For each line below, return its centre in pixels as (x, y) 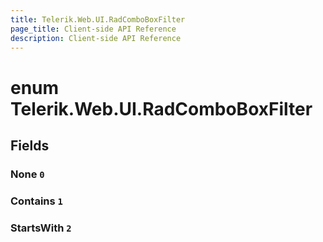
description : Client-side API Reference (96, 38)
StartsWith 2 (41, 228)
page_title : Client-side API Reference (93, 29)
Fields (30, 145)
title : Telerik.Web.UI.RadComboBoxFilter (98, 19)
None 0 (27, 174)
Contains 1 (36, 201)
